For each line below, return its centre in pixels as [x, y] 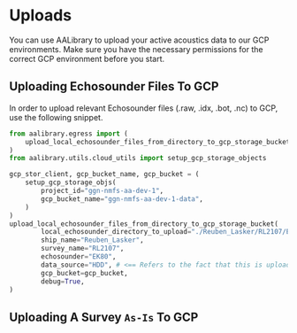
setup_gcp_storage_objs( [71, 182]
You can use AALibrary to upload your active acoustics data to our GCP [139, 40]
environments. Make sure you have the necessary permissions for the [136, 49]
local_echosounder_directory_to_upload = [116, 232]
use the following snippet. [56, 117]
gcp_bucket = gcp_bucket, [84, 273]
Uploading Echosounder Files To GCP [114, 86]
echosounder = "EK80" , [79, 257]
